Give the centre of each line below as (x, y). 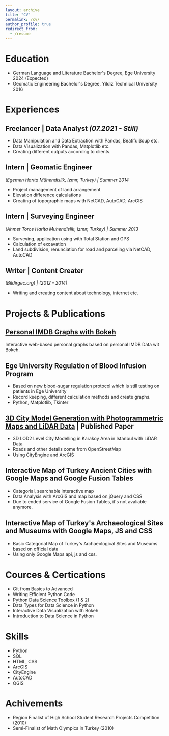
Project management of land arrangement (57, 189)
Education (27, 59)
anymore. (23, 507)
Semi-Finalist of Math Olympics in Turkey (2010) (63, 728)
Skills (17, 636)
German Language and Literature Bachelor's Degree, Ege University (84, 73)
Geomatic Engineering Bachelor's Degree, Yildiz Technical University (85, 83)
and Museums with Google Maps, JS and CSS (79, 531)
